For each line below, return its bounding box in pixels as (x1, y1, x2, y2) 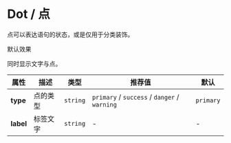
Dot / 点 (7, 6, 50, 22)
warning (91, 100, 117, 109)
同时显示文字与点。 (7, 59, 62, 67)
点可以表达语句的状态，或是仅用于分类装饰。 (7, 30, 134, 38)
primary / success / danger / (91, 92, 180, 102)
